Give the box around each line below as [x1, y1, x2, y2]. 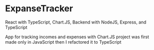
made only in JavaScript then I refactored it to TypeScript [5, 39, 122, 45]
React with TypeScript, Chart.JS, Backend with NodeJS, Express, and [5, 19, 147, 25]
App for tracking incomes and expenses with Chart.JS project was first [5, 34, 150, 40]
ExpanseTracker [5, 3, 73, 14]
